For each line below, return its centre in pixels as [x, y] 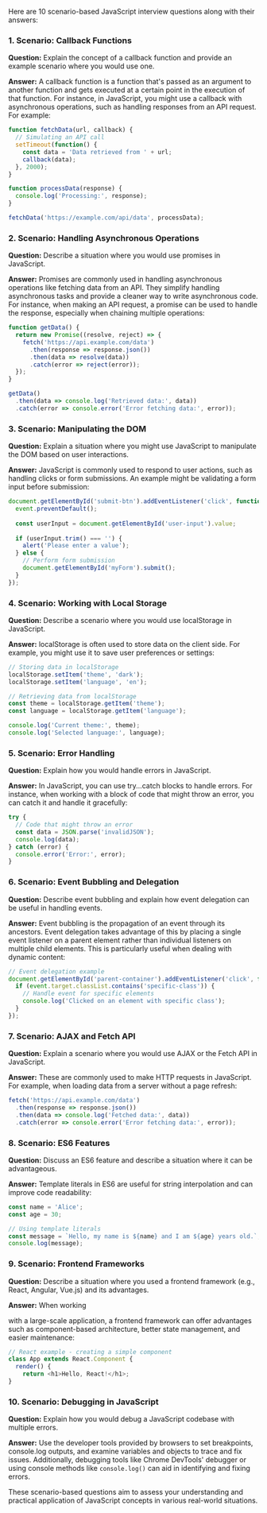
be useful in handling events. [56, 907]
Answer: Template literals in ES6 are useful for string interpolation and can [130, 1184]
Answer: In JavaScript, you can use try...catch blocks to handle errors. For [130, 786]
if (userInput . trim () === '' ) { [69, 538]
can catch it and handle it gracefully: [68, 803]
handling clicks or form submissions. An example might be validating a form [132, 478]
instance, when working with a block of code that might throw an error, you [131, 795]
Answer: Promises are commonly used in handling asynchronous [115, 279]
